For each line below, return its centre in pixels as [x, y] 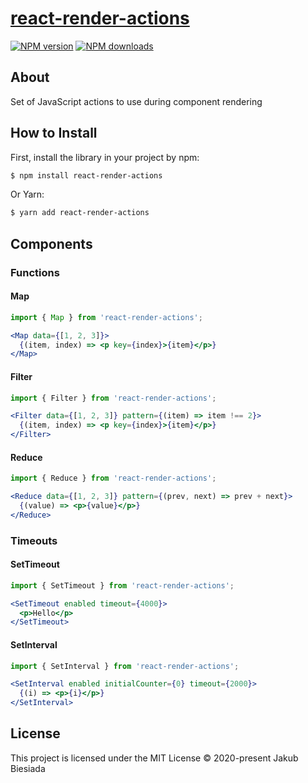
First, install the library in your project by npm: [105, 157]
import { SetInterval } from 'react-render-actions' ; [125, 666]
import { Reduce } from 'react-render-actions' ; [113, 478]
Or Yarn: [27, 194]
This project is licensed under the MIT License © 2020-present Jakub [154, 758]
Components [51, 243]
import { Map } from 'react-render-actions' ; [106, 317]
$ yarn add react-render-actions [80, 213]
